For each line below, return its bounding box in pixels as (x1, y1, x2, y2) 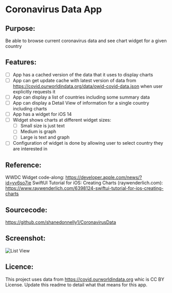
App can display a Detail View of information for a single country (12, 100, 149, 106)
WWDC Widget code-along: (5, 174, 65, 181)
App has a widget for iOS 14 (12, 111, 72, 118)
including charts (12, 106, 47, 112)
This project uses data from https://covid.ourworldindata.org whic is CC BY (5, 276, 165, 282)
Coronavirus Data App (5, 4, 102, 15)
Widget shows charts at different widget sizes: (12, 117, 111, 123)
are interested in (12, 146, 48, 152)
